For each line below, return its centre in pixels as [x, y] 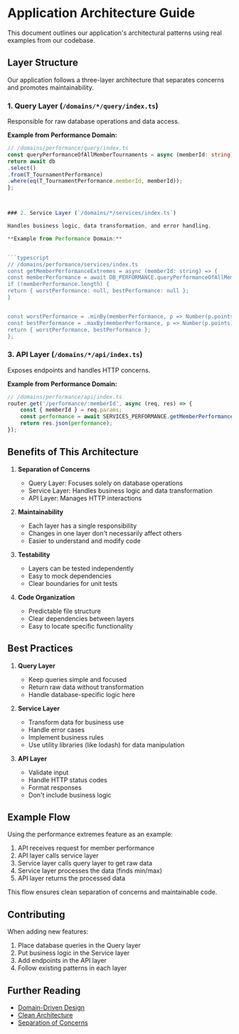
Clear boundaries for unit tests [73, 583]
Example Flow [39, 817]
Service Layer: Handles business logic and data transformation [120, 490]
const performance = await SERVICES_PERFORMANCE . [95, 417]
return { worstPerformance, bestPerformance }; [79, 330]
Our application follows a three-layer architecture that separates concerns [116, 80]
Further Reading [44, 990]
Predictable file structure [64, 611]
